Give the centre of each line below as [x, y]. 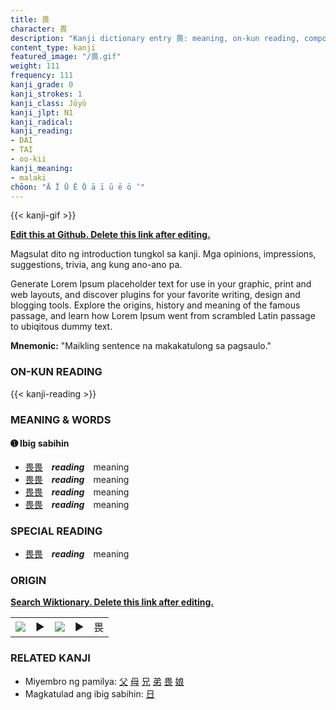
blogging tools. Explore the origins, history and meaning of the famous [155, 305]
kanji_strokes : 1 [46, 94]
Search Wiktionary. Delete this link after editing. [112, 602]
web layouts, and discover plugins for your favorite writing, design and [155, 295]
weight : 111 [35, 66]
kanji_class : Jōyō [48, 103]
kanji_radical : [42, 122]
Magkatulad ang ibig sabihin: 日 [89, 693]
